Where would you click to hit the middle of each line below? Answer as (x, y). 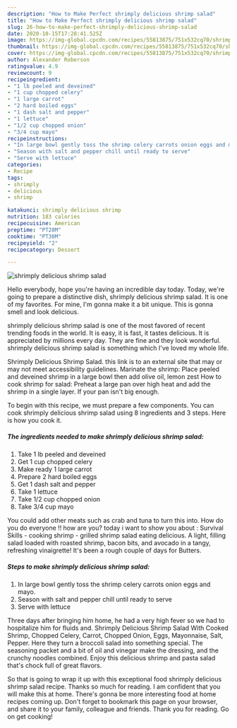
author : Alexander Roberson (49, 60)
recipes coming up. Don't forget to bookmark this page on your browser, (113, 702)
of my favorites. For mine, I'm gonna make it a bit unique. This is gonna (110, 305)
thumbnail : (23, 47)
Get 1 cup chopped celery (55, 462)
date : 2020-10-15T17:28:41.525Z (55, 34)
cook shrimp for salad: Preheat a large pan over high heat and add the (109, 384)
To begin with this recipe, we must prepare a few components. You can (111, 406)
